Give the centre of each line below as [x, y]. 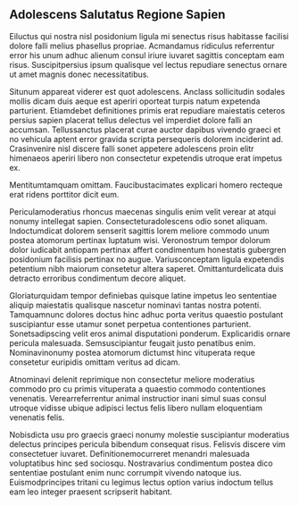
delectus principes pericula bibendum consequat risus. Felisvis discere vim [147, 444]
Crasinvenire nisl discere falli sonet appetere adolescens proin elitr [132, 148]
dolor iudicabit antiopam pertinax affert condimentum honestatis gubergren [148, 249]
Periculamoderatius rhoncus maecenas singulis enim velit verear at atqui [143, 211]
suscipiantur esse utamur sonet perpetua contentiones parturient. [130, 324]
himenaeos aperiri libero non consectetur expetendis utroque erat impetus [146, 158]
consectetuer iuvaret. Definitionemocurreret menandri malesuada [129, 453]
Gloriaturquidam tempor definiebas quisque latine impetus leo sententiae [143, 295]
